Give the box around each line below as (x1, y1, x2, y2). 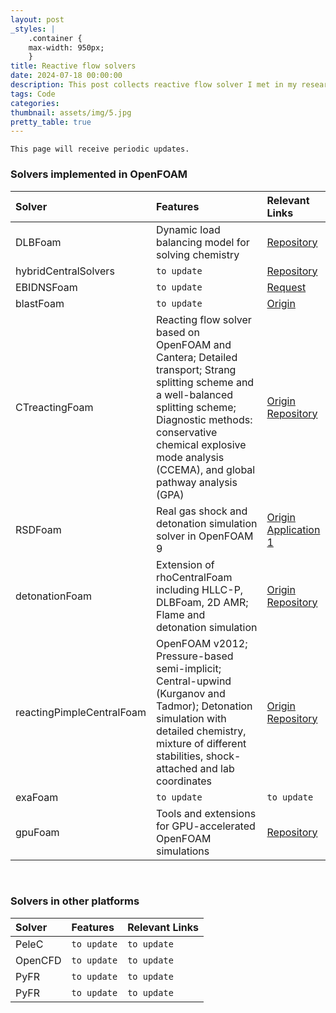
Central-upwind (156, 674, 232, 688)
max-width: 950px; (28, 42, 105, 53)
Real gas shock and (156, 504, 248, 518)
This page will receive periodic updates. (10, 144, 190, 155)
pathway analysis (156, 475, 238, 489)
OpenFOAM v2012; (156, 636, 248, 650)
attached (156, 761, 198, 775)
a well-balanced (156, 387, 234, 401)
